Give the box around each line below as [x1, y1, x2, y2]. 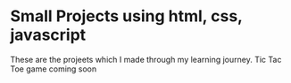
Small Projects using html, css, [10, 6, 243, 26]
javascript [10, 25, 87, 45]
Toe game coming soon [10, 64, 97, 74]
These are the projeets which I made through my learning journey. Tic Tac [10, 54, 282, 64]
